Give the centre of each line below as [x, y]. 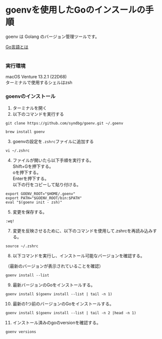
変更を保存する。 [30, 212]
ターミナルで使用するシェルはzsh [39, 83]
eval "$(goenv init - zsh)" [34, 202]
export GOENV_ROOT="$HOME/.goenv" [41, 194]
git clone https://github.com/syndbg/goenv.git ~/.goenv [64, 123]
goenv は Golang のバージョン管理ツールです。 [53, 36]
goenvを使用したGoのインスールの [75, 10]
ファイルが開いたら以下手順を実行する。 [53, 160]
